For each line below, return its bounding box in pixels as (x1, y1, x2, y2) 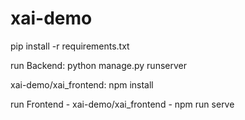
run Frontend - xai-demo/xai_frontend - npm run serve (10, 98, 235, 110)
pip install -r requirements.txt (10, 40, 130, 52)
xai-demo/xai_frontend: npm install (10, 78, 154, 91)
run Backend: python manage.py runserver (10, 59, 187, 71)
